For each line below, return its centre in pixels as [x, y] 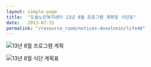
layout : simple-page [32, 12]
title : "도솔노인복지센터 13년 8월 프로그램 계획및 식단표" [71, 17]
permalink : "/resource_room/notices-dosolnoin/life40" [76, 28]
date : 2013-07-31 [30, 23]
